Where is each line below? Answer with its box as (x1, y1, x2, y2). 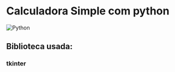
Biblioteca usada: (6, 41, 73, 52)
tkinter (6, 59, 26, 68)
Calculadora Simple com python (6, 4, 170, 18)
